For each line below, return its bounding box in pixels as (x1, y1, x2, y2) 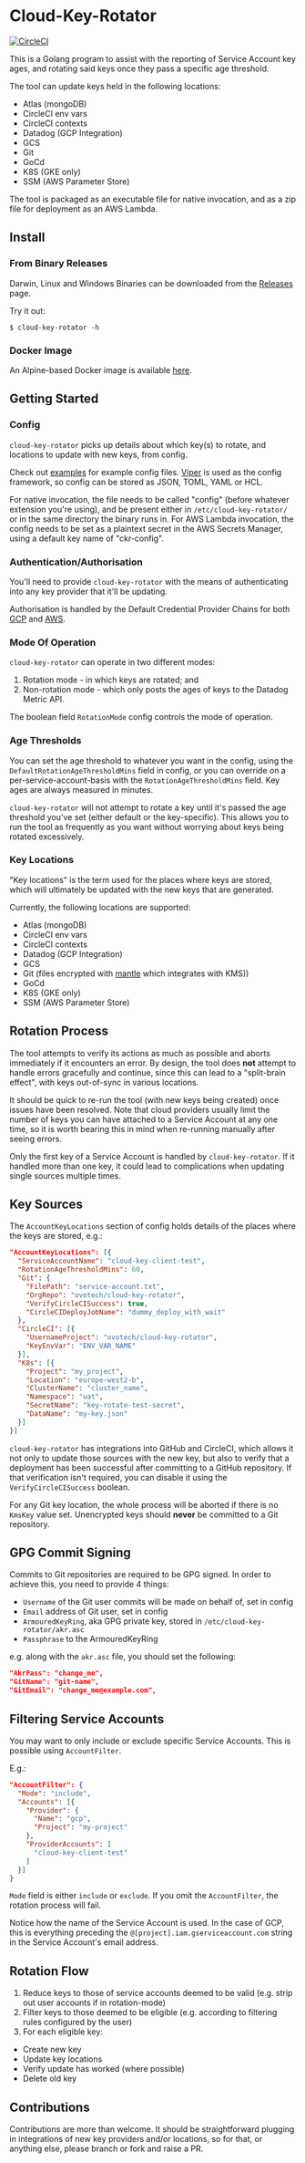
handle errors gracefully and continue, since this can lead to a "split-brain (9, 1066, 287, 1077)
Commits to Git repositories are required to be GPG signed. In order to (9, 1569, 271, 1580)
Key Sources (9, 1197, 84, 1211)
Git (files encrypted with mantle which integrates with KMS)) (22, 968, 249, 979)
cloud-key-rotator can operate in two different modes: (9, 657, 216, 668)
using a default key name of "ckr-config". (9, 533, 165, 544)
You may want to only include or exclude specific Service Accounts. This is (9, 1735, 291, 1746)
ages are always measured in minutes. (9, 784, 154, 795)
